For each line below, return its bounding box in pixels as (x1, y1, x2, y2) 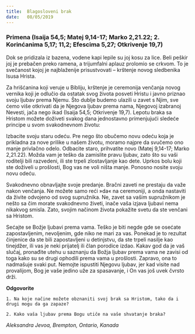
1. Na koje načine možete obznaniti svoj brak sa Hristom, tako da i (6, 296, 179, 302)
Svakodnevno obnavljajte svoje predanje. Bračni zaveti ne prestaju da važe (6, 181, 186, 188)
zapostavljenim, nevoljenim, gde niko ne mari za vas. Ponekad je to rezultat (6, 229, 187, 237)
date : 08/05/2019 (6, 14, 54, 20)
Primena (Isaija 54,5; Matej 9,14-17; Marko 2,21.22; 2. (6, 33, 160, 42)
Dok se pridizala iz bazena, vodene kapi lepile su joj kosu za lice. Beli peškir (6, 54, 188, 61)
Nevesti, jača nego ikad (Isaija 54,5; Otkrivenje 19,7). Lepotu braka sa (6, 109, 172, 116)
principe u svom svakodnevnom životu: (6, 121, 100, 128)
